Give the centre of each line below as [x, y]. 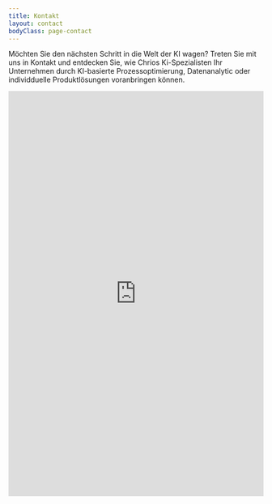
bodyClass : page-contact [50, 31]
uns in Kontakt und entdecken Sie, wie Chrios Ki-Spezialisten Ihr [115, 62]
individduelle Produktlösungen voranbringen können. [97, 80]
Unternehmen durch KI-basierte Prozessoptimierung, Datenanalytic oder [130, 71]
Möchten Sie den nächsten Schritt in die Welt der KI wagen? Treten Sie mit [132, 54]
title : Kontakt [34, 16]
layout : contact [36, 23]
